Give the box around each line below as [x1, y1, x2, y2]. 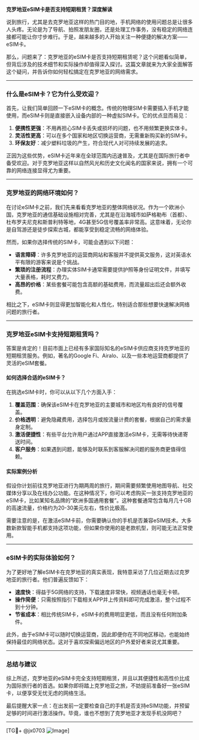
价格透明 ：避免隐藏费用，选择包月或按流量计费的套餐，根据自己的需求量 [14, 416, 191, 423]
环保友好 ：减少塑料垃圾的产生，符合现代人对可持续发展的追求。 [14, 140, 171, 147]
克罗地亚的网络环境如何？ [6, 189, 79, 197]
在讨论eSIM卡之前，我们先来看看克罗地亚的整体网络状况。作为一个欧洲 [6, 203, 179, 210]
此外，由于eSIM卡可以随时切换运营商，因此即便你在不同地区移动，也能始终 [6, 631, 190, 638]
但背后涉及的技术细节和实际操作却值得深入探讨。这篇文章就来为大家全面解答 [6, 61, 193, 68]
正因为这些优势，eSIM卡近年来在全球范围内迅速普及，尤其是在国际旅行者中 [6, 152, 190, 159]
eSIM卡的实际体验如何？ [6, 554, 76, 562]
